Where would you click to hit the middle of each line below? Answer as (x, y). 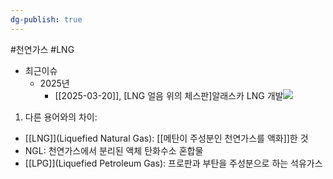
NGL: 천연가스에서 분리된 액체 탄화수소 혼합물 (114, 150)
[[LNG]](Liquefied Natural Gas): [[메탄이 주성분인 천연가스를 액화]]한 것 (166, 138)
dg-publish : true (46, 19)
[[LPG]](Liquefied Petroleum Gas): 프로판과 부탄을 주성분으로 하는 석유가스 (173, 163)
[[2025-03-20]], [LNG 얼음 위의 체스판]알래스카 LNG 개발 (169, 95)
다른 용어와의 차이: (61, 117)
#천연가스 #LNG (42, 49)
